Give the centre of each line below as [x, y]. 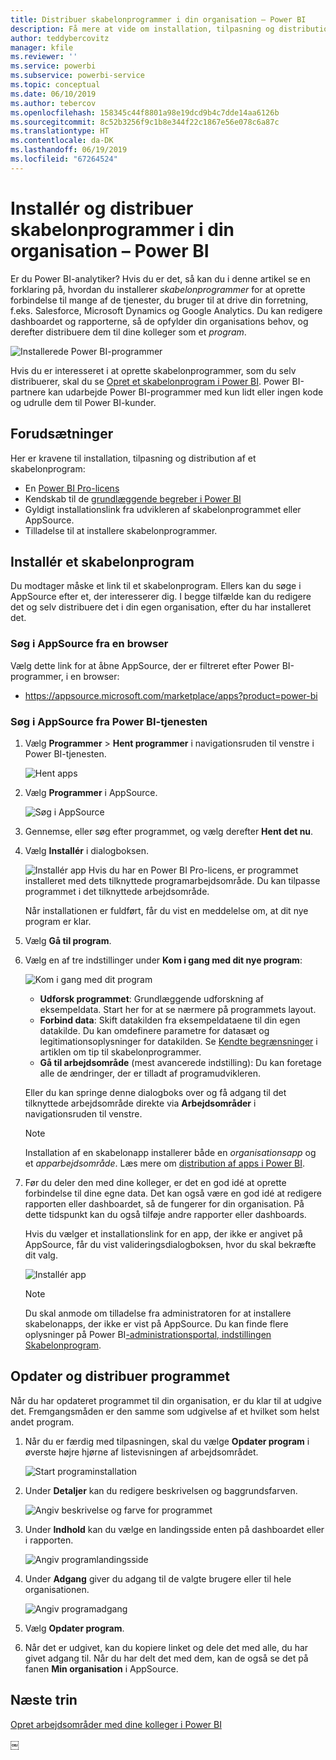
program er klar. [58, 921]
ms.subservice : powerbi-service [77, 76]
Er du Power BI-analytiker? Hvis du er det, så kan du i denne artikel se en [160, 278]
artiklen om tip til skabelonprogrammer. [120, 1052]
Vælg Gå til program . [68, 940]
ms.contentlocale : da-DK [62, 141]
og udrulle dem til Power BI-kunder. [83, 402]
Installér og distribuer [102, 208]
